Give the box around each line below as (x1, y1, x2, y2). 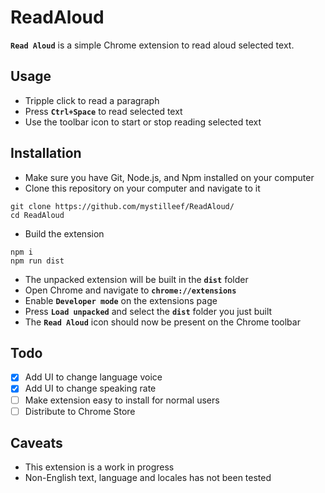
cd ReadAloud (10, 210, 65, 220)
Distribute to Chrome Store (24, 405, 136, 417)
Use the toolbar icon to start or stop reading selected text (24, 116, 262, 128)
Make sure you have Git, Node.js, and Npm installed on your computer (24, 171, 315, 183)
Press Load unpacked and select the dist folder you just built (24, 305, 273, 317)
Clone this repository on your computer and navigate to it (24, 182, 261, 194)
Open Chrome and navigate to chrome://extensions (24, 284, 237, 296)
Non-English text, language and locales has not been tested (24, 472, 272, 484)
